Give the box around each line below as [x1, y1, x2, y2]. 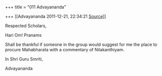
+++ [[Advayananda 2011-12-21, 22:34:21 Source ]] [5, 14, 106, 19]
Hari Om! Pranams [5, 32, 42, 38]
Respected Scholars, [5, 23, 47, 29]
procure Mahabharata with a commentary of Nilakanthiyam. [5, 47, 125, 52]
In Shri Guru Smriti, [5, 56, 43, 62]
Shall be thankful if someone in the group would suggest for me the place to [5, 42, 157, 47]
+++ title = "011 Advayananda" [5, 4, 67, 10]
